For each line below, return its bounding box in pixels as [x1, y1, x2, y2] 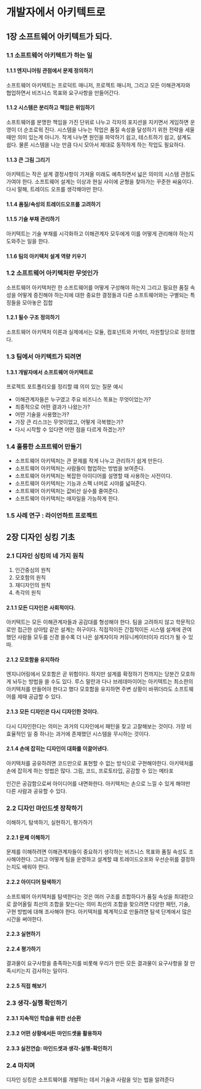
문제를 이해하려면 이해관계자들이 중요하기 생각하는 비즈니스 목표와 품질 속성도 [6, 848, 188, 856]
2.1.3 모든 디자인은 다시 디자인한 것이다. [6, 708, 99, 715]
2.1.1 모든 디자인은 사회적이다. [6, 604, 76, 611]
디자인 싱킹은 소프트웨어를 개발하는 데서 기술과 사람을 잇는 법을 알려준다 [6, 1076, 175, 1083]
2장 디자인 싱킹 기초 [6, 532, 75, 542]
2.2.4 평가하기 [6, 945, 41, 952]
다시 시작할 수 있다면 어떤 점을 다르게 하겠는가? [14, 426, 125, 433]
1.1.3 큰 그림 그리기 [6, 156, 50, 163]
